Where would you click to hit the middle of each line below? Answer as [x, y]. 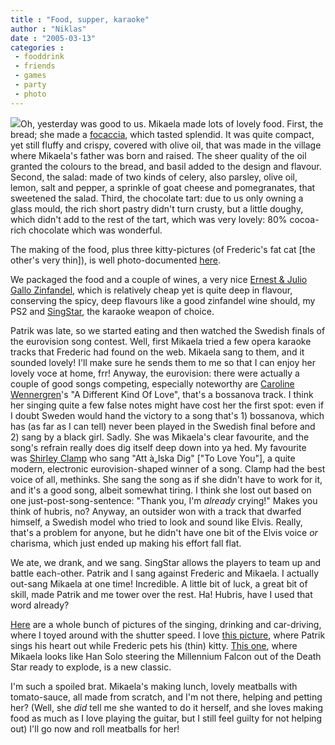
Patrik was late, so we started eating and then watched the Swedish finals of [168, 330]
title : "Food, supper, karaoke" [80, 19]
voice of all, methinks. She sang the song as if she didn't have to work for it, [166, 479]
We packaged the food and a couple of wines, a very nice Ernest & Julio [159, 279]
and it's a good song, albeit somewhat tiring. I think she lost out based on [161, 490]
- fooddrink [39, 57]
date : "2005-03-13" [53, 38]
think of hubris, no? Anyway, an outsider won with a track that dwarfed [156, 511]
